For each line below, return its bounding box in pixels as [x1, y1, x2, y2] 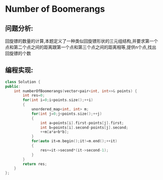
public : [5, 84, 21, 89]
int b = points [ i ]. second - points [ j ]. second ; [40, 125, 129, 130]
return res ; [23, 161, 48, 166]
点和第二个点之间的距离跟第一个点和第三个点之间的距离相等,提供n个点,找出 [5, 44, 157, 50]
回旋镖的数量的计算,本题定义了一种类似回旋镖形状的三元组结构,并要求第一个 [5, 38, 159, 44]
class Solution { [5, 79, 41, 84]
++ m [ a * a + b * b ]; [40, 129, 69, 134]
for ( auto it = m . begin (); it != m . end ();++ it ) [31, 139, 118, 144]
